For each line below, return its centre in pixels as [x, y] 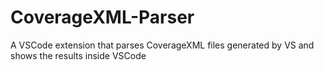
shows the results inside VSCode [78, 55]
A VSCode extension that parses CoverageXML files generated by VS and [162, 45]
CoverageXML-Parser [102, 17]
